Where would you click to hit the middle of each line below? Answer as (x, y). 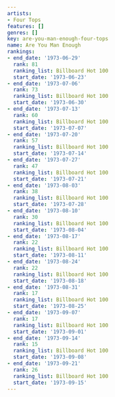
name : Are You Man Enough (44, 45)
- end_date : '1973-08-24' (44, 261)
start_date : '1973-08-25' (50, 306)
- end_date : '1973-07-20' (44, 134)
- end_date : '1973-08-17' (44, 236)
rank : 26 (26, 370)
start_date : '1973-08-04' (50, 230)
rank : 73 (26, 90)
